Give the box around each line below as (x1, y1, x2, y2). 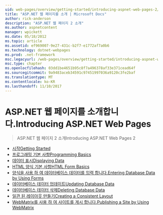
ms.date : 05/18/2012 (5, 34, 47, 39)
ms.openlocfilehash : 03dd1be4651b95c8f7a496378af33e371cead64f (5, 66, 136, 71)
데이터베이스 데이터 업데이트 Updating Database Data (12, 181, 115, 187)
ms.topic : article (5, 39, 42, 44)
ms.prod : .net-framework (5, 52, 55, 57)
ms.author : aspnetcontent (5, 25, 57, 30)
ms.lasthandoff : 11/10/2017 (5, 83, 62, 89)
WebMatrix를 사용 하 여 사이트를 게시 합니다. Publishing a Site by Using (12, 199, 149, 205)
